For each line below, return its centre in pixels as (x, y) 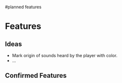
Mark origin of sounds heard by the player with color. (65, 55)
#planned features (23, 7)
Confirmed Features (36, 76)
